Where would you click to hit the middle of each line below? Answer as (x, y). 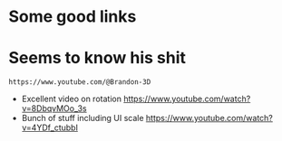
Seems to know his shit (97, 58)
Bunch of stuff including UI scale (83, 118)
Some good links (73, 17)
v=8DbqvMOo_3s (54, 108)
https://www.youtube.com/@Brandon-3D (80, 82)
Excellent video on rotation (71, 99)
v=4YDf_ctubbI (50, 127)
